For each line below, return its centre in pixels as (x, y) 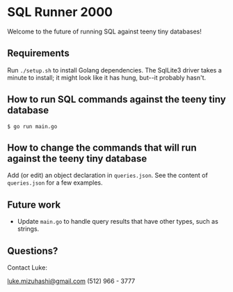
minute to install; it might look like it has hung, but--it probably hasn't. (107, 77)
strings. (28, 229)
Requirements (38, 53)
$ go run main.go (32, 126)
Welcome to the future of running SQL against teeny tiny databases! (104, 31)
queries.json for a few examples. (55, 183)
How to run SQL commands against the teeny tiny (116, 99)
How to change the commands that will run (102, 147)
